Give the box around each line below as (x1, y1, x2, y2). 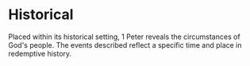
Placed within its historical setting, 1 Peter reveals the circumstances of (8, 32, 240, 41)
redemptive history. (8, 49, 72, 58)
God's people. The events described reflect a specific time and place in (8, 40, 242, 49)
